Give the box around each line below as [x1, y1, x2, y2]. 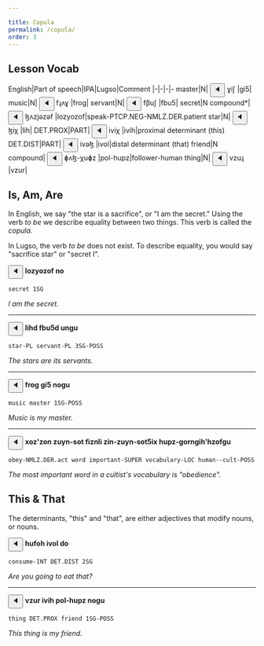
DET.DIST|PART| [8, 139, 61, 149]
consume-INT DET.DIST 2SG [8, 557, 93, 566]
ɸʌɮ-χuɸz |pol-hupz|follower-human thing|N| [64, 153, 211, 163]
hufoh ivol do [24, 538, 69, 548]
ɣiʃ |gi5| [226, 84, 252, 94]
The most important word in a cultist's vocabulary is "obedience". [8, 470, 222, 479]
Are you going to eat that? [8, 571, 93, 581]
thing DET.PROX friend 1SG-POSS [8, 615, 114, 622]
